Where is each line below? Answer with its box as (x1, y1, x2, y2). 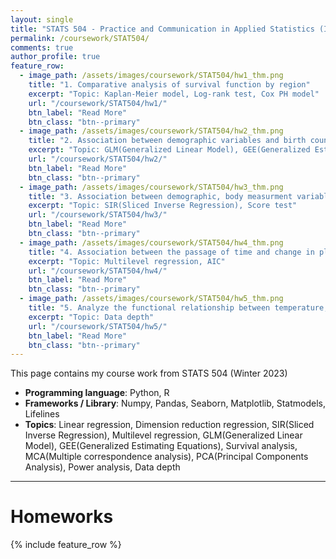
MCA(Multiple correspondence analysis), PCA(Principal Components (24, 451, 309, 463)
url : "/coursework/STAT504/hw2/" (28, 154, 168, 164)
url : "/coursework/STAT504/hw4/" (28, 266, 168, 276)
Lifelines (24, 408, 60, 420)
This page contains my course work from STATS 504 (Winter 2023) (10, 367, 288, 380)
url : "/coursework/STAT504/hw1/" (28, 98, 168, 108)
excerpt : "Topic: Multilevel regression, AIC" (28, 256, 226, 266)
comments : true (10, 42, 74, 53)
